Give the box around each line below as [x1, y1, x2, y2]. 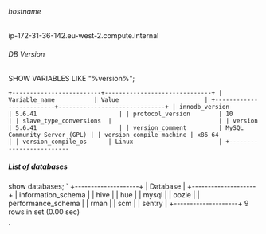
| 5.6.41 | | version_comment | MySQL [8, 124, 244, 132]
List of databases [8, 162, 68, 171]
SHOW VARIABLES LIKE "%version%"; [8, 74, 135, 84]
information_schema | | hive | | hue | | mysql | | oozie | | [18, 190, 201, 200]
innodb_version [178, 103, 229, 111]
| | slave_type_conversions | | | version [8, 117, 259, 125]
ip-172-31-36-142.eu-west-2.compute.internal [8, 31, 159, 41]
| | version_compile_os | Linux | [8, 138, 223, 146]
